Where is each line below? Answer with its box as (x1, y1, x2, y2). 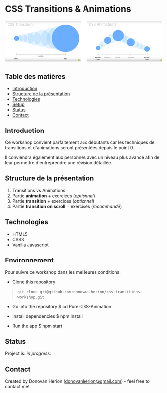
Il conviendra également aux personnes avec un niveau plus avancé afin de (5, 154, 160, 160)
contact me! (5, 384, 30, 390)
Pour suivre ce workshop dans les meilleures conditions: (5, 269, 121, 275)
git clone (17, 289, 38, 294)
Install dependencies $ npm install (12, 313, 83, 319)
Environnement (5, 256, 54, 264)
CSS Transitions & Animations (5, 3, 132, 15)
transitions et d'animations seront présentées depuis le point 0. (5, 145, 134, 151)
